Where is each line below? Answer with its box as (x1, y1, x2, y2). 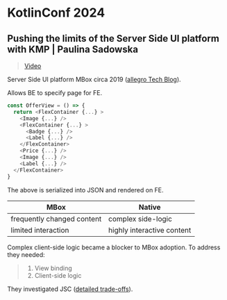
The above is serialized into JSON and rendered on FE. (7, 185, 165, 194)
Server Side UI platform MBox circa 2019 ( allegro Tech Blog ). (7, 75, 182, 83)
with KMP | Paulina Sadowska (7, 43, 139, 55)
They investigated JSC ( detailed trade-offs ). (7, 285, 133, 293)
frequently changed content (10, 214, 102, 224)
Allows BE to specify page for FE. (7, 89, 103, 97)
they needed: (7, 250, 45, 258)
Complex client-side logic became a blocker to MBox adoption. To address (7, 243, 221, 251)
